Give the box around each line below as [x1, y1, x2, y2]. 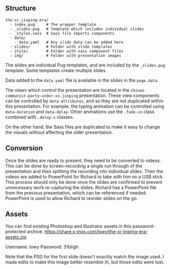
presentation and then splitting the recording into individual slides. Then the [5, 168, 163, 174]
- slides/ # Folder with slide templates [10, 44, 113, 49]
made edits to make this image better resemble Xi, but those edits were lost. [5, 259, 164, 265]
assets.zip [5, 234, 27, 240]
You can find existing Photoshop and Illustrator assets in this [5, 223, 132, 229]
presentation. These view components [79, 92, 160, 98]
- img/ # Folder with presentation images [10, 53, 122, 58]
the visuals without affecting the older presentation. [5, 129, 113, 135]
